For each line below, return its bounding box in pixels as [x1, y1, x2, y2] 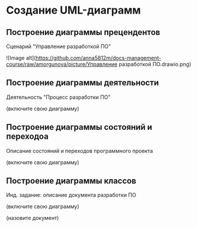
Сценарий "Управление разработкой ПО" [6, 43, 111, 50]
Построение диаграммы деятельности [6, 78, 159, 88]
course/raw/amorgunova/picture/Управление [6, 60, 118, 68]
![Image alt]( [6, 55, 36, 61]
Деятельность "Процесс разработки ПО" [6, 93, 111, 101]
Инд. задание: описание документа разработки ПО [6, 191, 137, 199]
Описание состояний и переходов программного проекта [6, 147, 153, 154]
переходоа [6, 132, 49, 142]
